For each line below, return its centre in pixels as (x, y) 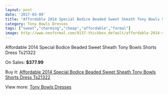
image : (12, 33)
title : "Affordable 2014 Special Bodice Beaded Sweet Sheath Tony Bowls (82, 19)
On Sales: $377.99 (24, 62)
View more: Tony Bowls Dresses (38, 87)
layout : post (19, 10)
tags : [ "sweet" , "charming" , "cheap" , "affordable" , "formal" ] (68, 28)
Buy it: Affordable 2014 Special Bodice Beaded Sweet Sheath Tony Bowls (80, 72)
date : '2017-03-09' (25, 14)
